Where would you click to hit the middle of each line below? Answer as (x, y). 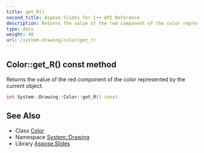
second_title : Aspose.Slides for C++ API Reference (73, 18)
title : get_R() (25, 12)
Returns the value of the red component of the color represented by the (96, 79)
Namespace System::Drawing (52, 137)
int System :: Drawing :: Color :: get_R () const (62, 97)
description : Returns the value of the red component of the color (93, 23)
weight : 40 (20, 35)
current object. (25, 86)
